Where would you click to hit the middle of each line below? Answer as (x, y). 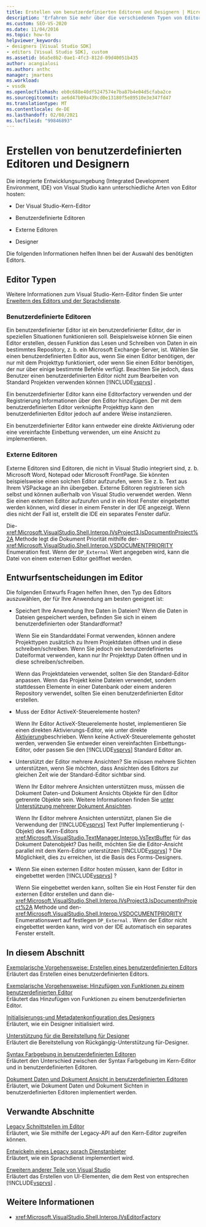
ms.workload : (23, 80)
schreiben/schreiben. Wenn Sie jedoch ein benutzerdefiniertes (94, 649)
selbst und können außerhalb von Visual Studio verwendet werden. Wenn (99, 494)
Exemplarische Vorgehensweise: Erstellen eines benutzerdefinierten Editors (102, 968)
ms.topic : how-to (29, 35)
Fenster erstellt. (35, 933)
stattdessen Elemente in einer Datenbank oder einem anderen (93, 687)
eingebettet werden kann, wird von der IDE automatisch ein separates (103, 927)
